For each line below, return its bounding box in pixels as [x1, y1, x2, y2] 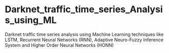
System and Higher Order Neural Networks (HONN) [5, 42, 114, 48]
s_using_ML [5, 14, 57, 26]
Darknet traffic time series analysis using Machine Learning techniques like [5, 31, 164, 37]
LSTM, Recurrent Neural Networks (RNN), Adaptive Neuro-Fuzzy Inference [5, 37, 164, 43]
